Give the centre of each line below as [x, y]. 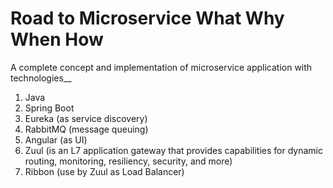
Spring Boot [49, 108]
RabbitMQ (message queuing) [86, 129]
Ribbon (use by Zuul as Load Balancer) [104, 171]
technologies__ [41, 78]
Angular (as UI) [56, 139]
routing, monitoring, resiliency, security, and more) [128, 161]
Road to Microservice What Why [147, 18]
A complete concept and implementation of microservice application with [161, 67]
